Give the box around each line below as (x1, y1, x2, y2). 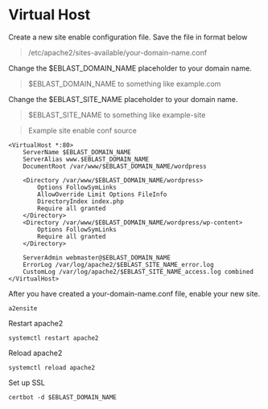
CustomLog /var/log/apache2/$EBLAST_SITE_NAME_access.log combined (23, 268, 254, 276)
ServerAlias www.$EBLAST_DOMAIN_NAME (23, 155, 150, 163)
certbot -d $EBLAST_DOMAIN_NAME (8, 393, 117, 401)
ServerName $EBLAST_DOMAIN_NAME (23, 148, 131, 156)
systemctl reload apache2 (8, 363, 95, 371)
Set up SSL (8, 378, 46, 387)
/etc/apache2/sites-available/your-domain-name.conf (27, 47, 208, 57)
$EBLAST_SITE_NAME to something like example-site (27, 110, 206, 120)
